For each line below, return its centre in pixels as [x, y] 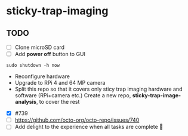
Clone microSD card [39, 47]
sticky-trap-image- [157, 95]
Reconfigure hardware [42, 76]
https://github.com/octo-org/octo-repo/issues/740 [77, 120]
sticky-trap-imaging [57, 11]
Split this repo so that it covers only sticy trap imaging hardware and [98, 89]
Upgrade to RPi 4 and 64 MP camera [60, 83]
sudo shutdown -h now [33, 66]
